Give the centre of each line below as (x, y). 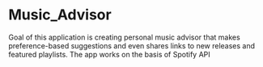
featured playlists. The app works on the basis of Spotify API (109, 54)
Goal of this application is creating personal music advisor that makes (124, 37)
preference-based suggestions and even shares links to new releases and (132, 45)
